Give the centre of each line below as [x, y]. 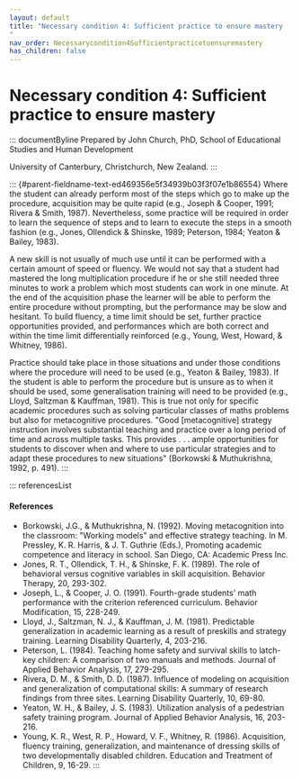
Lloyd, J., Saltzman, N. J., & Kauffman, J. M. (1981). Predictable [138, 621]
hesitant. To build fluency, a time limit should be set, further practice [136, 317]
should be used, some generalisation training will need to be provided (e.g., [149, 392]
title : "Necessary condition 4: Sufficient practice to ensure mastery [146, 26]
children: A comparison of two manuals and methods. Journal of [157, 660]
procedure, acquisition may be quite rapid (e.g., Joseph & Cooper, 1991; [142, 204]
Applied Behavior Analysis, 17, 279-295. [95, 670]
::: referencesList [40, 485]
